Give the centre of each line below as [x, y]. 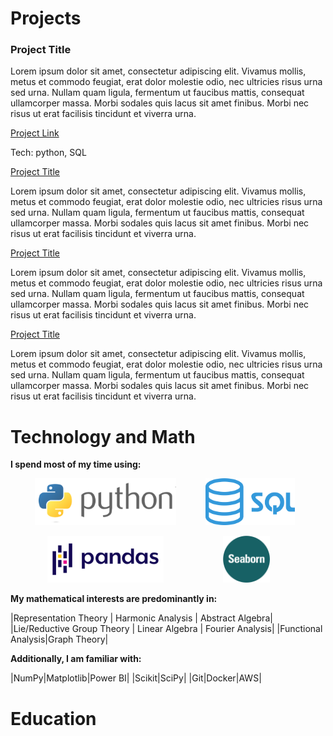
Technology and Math [103, 436]
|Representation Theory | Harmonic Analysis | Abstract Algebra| [141, 618]
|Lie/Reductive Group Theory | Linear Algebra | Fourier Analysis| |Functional [166, 629]
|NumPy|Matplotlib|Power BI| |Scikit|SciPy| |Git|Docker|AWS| [136, 678]
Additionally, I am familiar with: [76, 659]
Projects [46, 18]
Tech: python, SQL [48, 153]
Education [53, 718]
